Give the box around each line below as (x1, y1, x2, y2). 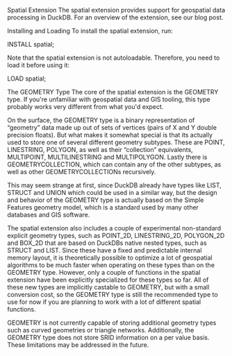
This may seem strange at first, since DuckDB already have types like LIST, (7, 181, 222, 189)
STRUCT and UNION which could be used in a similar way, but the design (7, 189, 217, 196)
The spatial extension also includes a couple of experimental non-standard (7, 224, 222, 232)
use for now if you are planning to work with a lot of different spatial (7, 298, 201, 306)
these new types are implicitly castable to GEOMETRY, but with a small (7, 283, 210, 291)
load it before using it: (7, 61, 70, 69)
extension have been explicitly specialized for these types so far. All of (7, 276, 209, 284)
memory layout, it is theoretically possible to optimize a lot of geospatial (7, 253, 213, 262)
